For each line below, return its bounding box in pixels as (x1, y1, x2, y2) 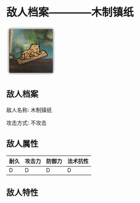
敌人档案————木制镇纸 (6, 5, 135, 19)
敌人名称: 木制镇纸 (6, 106, 52, 113)
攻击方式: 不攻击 (6, 119, 47, 126)
